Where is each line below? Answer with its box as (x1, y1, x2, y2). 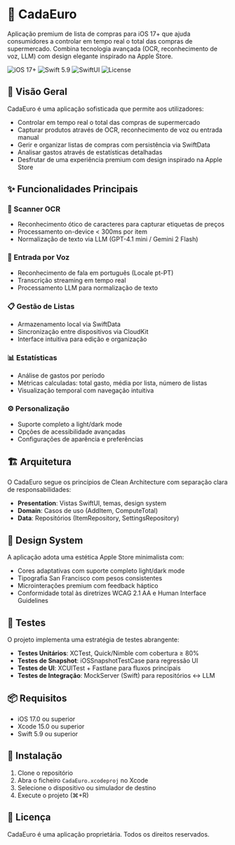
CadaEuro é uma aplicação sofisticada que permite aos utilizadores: (7, 105, 204, 113)
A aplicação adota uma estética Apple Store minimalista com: (7, 553, 184, 561)
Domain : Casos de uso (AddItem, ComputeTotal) (17, 507, 159, 515)
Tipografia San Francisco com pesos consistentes (17, 574, 163, 583)
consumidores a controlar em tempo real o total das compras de (7, 36, 193, 45)
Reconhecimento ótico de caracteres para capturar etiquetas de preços (17, 220, 224, 229)
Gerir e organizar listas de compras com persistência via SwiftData (17, 140, 210, 149)
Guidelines (17, 597, 49, 605)
